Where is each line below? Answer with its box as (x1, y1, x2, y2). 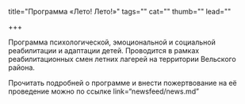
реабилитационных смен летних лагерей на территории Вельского (8, 55, 236, 64)
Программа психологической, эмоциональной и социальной (8, 37, 216, 47)
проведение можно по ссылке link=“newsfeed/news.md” (8, 87, 200, 96)
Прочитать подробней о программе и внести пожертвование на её (8, 79, 238, 87)
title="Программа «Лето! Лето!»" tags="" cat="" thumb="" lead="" (8, 7, 232, 16)
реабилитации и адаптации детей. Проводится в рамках (8, 46, 200, 55)
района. (8, 63, 36, 72)
